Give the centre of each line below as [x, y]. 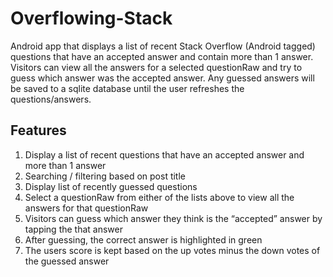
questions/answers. [51, 99]
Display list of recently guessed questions [111, 186]
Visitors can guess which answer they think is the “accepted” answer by [173, 218]
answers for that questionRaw [86, 208]
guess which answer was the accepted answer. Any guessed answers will [162, 78]
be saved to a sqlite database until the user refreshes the [127, 88]
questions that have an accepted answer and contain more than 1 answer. [162, 56]
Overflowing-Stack [91, 18]
